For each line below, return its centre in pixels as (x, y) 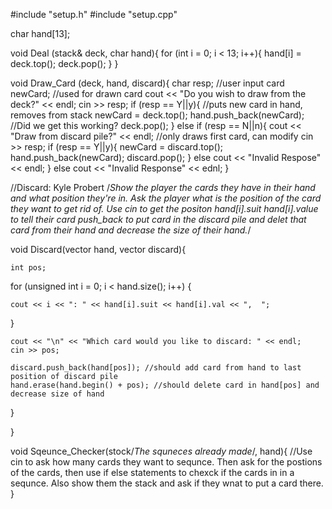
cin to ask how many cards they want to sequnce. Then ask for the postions (166, 462)
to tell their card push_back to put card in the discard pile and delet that (158, 219)
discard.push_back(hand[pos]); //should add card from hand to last (156, 368)
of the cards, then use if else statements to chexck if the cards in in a (152, 472)
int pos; (28, 268)
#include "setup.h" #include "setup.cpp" (94, 14)
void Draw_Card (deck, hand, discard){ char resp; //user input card (147, 83)
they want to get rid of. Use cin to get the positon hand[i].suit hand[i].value (164, 208)
